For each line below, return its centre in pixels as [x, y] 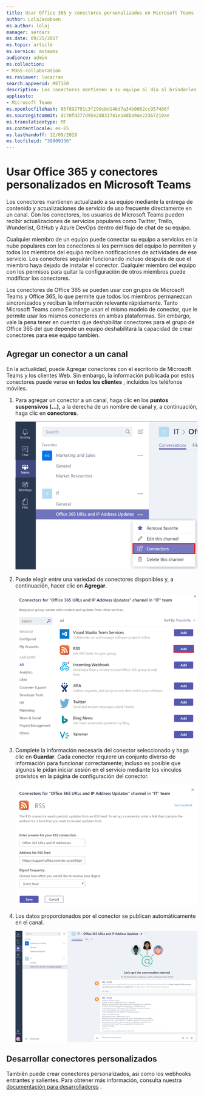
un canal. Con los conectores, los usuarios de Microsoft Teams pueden [95, 215]
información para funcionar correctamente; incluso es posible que [98, 763]
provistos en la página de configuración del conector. [82, 776]
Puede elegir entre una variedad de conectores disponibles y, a [94, 579]
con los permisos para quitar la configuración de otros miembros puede [96, 272]
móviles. [17, 388]
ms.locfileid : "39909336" [39, 141]
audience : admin [27, 58]
